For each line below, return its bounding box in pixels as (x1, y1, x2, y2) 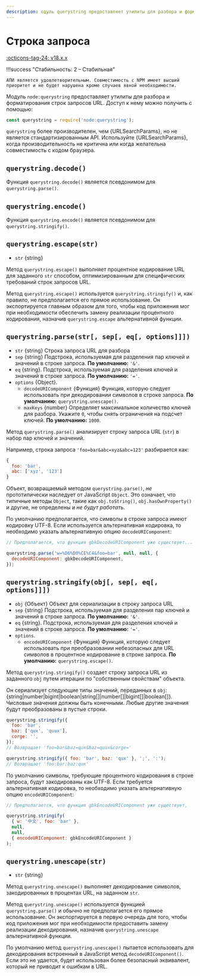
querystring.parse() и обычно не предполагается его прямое (6, 907, 163, 915)
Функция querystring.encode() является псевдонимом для (6, 216, 156, 223)
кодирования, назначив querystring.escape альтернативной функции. (6, 315, 183, 322)
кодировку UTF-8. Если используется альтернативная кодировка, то (6, 522, 182, 529)
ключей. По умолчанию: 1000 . (23, 416, 101, 424)
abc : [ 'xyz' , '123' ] (11, 468, 62, 474)
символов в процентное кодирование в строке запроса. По (23, 651, 177, 658)
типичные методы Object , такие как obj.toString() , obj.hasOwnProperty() (6, 498, 192, 505)
